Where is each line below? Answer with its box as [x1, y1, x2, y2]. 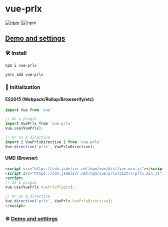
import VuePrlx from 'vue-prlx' [5, 121, 72, 126]
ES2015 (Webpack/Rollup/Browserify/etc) [5, 96, 94, 102]
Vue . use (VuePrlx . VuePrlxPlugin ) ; [5, 185, 75, 190]
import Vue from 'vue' [5, 107, 52, 112]
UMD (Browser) [5, 155, 38, 161]
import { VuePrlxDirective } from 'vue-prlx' [5, 139, 101, 145]
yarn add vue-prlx [5, 72, 43, 77]
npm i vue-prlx [5, 63, 37, 68]
